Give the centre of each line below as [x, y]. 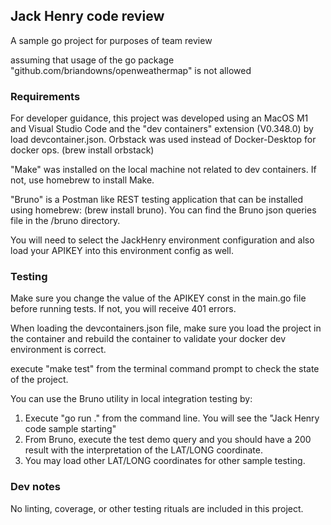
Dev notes [35, 487]
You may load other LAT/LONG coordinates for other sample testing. [165, 461]
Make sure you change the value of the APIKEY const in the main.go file [158, 298]
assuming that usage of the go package [92, 60]
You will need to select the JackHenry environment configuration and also [162, 240]
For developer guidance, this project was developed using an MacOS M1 [159, 118]
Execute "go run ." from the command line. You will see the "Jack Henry [172, 418]
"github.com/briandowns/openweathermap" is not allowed [131, 70]
